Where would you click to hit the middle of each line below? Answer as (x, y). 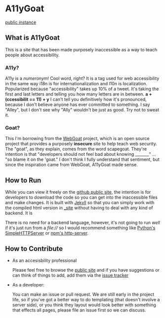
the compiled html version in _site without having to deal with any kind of (79, 208)
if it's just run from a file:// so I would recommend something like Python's (80, 228)
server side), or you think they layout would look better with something (84, 305)
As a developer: (28, 284)
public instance (21, 22)
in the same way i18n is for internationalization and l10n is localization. (76, 84)
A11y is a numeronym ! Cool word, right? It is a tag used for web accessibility (82, 78)
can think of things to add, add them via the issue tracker (70, 275)
